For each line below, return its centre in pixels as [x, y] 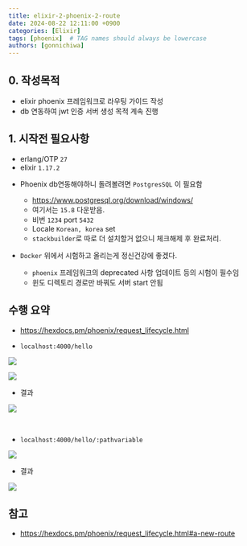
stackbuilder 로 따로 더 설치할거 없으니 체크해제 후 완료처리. [126, 238]
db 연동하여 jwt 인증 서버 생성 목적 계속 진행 [89, 111]
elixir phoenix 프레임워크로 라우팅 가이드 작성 [91, 101]
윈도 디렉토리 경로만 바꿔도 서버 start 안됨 [97, 282]
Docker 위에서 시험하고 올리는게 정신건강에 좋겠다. [99, 255]
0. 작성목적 [34, 80]
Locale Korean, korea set [74, 228]
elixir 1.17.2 [40, 167]
